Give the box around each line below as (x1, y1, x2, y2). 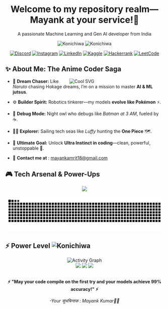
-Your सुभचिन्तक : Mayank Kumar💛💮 (49, 298, 120, 304)
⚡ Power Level (5, 241, 50, 250)
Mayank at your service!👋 (30, 14, 139, 26)
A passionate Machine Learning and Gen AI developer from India (17, 31, 152, 37)
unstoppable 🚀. (12, 145, 44, 151)
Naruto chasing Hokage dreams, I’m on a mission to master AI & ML (12, 83, 153, 89)
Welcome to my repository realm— (11, 4, 158, 15)
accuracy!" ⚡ (70, 286, 99, 292)
